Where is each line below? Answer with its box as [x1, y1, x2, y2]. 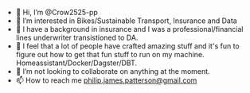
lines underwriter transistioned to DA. [15, 33, 139, 42]
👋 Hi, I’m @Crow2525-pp [15, 8, 98, 17]
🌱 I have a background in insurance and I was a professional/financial [15, 25, 244, 33]
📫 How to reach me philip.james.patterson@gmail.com [15, 76, 197, 85]
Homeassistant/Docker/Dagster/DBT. [15, 58, 138, 68]
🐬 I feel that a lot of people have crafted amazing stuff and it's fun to [15, 41, 240, 51]
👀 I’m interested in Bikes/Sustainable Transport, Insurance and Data [15, 16, 237, 25]
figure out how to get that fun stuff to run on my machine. [15, 50, 205, 59]
